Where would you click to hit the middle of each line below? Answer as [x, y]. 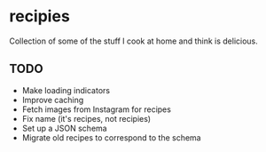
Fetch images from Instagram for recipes [96, 109]
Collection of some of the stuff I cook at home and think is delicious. [134, 41]
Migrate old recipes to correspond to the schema [111, 137]
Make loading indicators [66, 90]
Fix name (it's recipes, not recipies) [86, 118]
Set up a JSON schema [65, 128]
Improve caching [53, 100]
